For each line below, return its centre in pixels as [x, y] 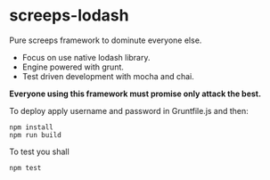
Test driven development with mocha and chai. [108, 76]
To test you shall [39, 151]
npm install [31, 127]
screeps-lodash [69, 16]
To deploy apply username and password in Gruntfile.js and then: [129, 110]
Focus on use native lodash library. [86, 57]
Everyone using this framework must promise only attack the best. [135, 94]
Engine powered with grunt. [73, 67]
